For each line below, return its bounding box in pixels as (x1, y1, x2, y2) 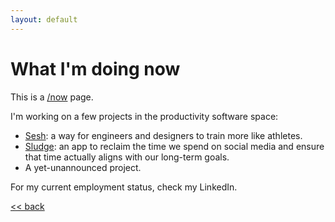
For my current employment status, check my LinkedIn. (10, 181, 238, 193)
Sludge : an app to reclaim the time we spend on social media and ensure (24, 140, 325, 152)
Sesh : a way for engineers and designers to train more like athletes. (24, 129, 303, 141)
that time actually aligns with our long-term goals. (24, 151, 230, 163)
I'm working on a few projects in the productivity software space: (10, 110, 279, 122)
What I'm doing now (10, 57, 181, 80)
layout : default (10, 14, 78, 25)
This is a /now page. (10, 91, 94, 103)
